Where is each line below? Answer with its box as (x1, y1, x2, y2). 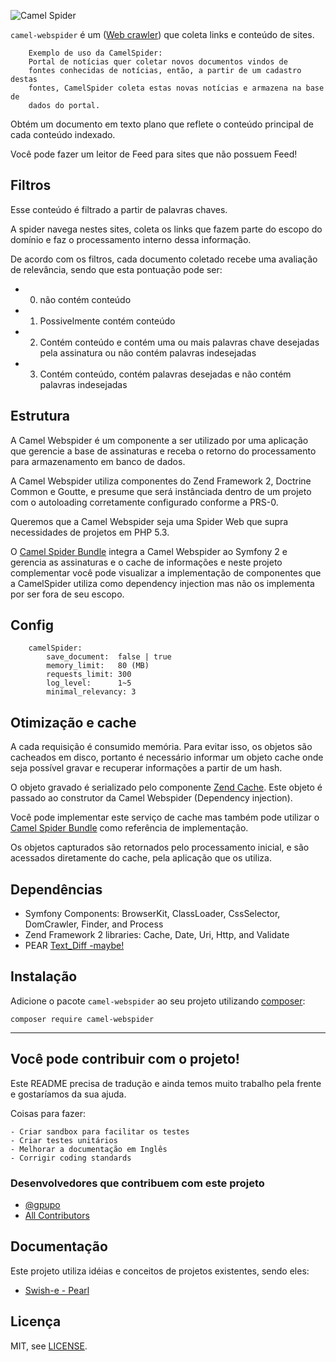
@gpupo (24, 1198, 61, 1210)
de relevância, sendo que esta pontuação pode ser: (10, 263, 223, 275)
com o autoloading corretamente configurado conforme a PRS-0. (10, 496, 279, 508)
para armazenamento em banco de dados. (10, 455, 186, 467)
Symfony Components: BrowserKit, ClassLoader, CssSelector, (24, 908, 281, 920)
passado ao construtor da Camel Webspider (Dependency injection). (10, 792, 293, 804)
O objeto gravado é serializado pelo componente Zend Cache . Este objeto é (10, 781, 323, 794)
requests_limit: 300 (46, 670, 132, 680)
